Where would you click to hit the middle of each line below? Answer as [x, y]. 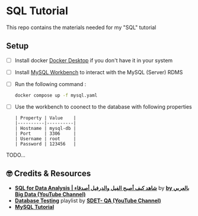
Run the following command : [50, 84]
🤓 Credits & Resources [49, 174]
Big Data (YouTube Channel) [50, 194]
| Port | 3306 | [45, 134]
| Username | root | [45, 139]
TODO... [16, 155]
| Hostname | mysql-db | [45, 128]
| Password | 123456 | [45, 144]
